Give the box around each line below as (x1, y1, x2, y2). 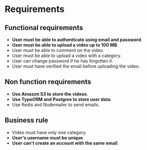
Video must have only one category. (12, 129, 87, 135)
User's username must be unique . (12, 134, 85, 140)
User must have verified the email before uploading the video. (12, 63, 140, 69)
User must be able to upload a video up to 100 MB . (12, 42, 119, 48)
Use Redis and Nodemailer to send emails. (12, 101, 100, 107)
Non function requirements (5, 77, 91, 86)
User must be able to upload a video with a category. (12, 52, 121, 58)
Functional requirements (5, 23, 83, 32)
